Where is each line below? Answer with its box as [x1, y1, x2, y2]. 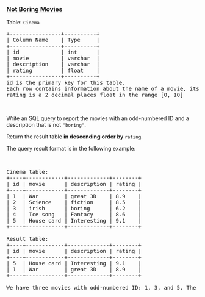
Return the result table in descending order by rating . [6, 133, 143, 140]
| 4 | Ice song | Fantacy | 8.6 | [6, 211, 142, 218]
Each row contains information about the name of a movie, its [6, 85, 200, 93]
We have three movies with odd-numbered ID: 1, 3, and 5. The [6, 284, 196, 292]
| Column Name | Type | [6, 37, 100, 44]
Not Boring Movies [6, 5, 63, 13]
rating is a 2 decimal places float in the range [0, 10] [6, 91, 184, 99]
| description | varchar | [6, 61, 100, 68]
